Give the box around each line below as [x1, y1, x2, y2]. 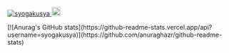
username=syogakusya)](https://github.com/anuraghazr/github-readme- [7, 30, 223, 39]
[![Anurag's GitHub [7, 23, 63, 31]
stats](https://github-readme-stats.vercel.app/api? [63, 23, 213, 31]
